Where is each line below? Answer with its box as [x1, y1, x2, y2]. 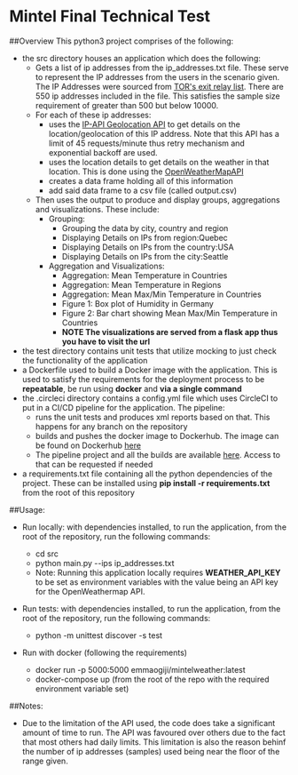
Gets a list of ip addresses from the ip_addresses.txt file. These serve [35, 62, 289, 73]
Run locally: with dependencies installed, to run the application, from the [21, 522, 286, 532]
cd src [35, 548, 59, 559]
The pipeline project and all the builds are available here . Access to [35, 449, 281, 459]
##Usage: [9, 504, 46, 515]
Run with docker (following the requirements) [21, 647, 188, 658]
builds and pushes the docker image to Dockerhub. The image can [35, 430, 279, 441]
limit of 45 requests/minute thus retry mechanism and [48, 138, 246, 148]
